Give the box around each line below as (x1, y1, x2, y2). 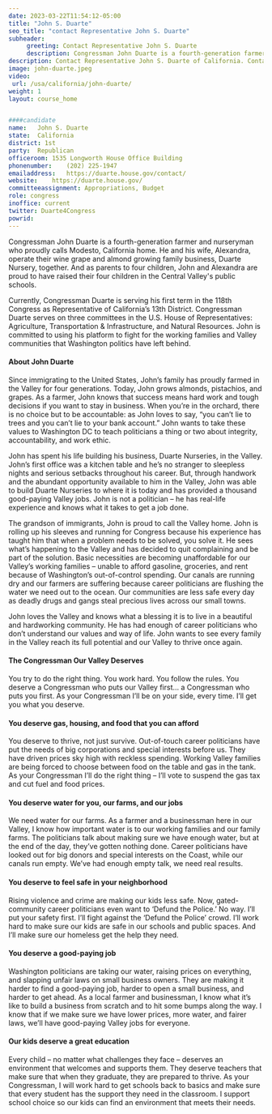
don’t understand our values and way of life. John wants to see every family (8, 629, 261, 638)
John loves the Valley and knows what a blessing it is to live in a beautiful (8, 611, 253, 621)
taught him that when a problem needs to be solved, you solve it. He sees (8, 536, 253, 545)
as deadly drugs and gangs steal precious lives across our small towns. (8, 595, 247, 605)
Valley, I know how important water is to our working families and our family (8, 824, 261, 834)
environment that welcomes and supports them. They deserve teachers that (8, 1063, 262, 1073)
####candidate (8, 117, 57, 125)
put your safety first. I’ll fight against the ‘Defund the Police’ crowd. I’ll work (8, 912, 259, 922)
